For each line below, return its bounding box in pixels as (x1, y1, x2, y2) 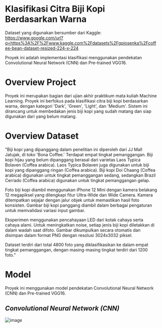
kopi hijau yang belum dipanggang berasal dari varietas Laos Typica (5, 157, 141, 163)
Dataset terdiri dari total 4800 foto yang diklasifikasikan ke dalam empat (5, 242, 148, 247)
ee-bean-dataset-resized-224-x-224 (5, 45, 79, 51)
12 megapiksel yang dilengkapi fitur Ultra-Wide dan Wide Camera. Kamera (5, 192, 153, 197)
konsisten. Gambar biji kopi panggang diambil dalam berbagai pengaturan (5, 202, 152, 208)
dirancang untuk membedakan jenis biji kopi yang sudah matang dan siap (5, 108, 151, 114)
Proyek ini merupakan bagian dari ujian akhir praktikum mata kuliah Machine (5, 93, 157, 98)
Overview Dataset (5, 131, 79, 142)
